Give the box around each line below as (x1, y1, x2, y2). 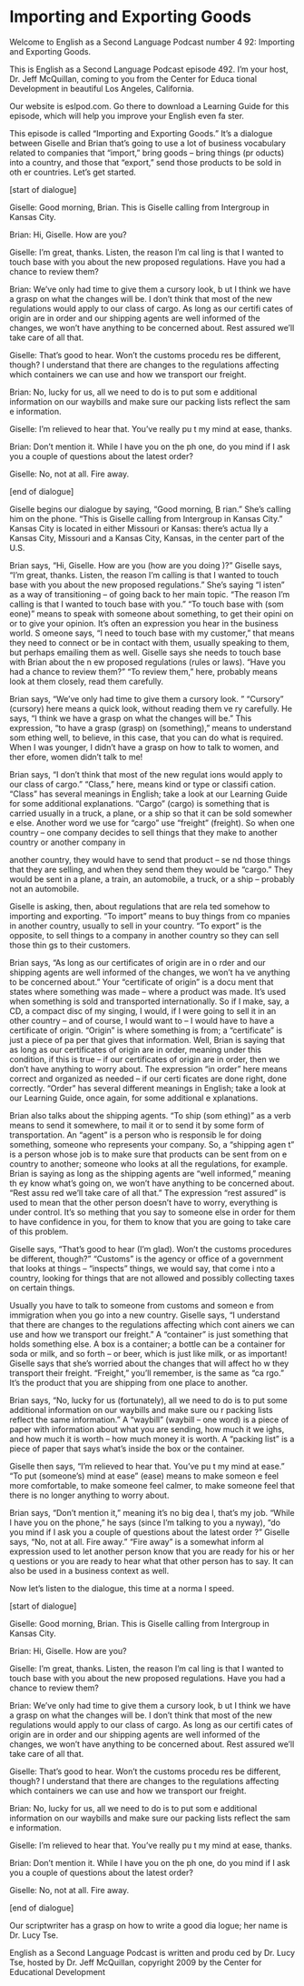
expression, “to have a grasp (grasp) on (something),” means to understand (9, 722, 292, 733)
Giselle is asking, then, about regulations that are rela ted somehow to (9, 900, 270, 911)
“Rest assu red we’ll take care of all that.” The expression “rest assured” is (9, 1187, 287, 1198)
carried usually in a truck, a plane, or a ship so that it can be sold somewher (9, 807, 293, 818)
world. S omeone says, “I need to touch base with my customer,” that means (9, 627, 295, 638)
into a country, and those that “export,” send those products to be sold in (9, 156, 282, 167)
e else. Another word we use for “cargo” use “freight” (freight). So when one (9, 817, 295, 828)
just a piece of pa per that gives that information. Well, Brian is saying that (9, 1034, 286, 1045)
